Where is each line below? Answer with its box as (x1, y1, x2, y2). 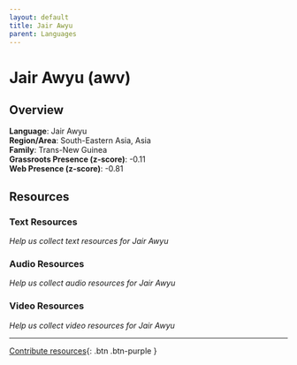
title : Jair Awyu (9, 21, 73, 30)
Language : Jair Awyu (9, 125, 88, 137)
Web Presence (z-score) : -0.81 (9, 163, 124, 174)
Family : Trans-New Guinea (9, 145, 108, 156)
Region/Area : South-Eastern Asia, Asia (9, 135, 152, 146)
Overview (9, 103, 65, 118)
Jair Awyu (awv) (9, 67, 131, 87)
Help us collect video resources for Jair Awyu (9, 320, 175, 331)
